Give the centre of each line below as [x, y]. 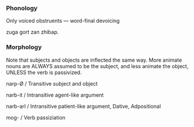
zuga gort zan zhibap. [32, 32]
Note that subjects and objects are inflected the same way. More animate [94, 60]
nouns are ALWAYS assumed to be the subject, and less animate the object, [97, 66]
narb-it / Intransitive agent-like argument [55, 95]
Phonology [22, 8]
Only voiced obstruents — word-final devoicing [63, 21]
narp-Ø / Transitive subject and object [52, 83]
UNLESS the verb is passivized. [44, 72]
